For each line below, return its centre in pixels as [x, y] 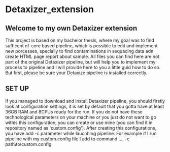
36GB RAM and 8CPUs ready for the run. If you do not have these [74, 112]
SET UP [17, 89]
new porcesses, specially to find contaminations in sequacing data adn [79, 51]
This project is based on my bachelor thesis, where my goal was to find [80, 40]
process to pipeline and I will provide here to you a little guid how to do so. [83, 67]
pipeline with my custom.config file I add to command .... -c [67, 139]
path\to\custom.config [28, 144]
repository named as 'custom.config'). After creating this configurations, [81, 128]
